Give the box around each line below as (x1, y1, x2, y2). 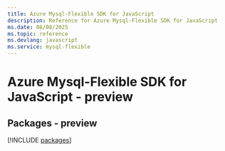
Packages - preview (7, 117, 98, 129)
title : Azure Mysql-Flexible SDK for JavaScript (7, 10, 155, 18)
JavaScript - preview (7, 89, 134, 105)
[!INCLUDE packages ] (7, 136, 72, 144)
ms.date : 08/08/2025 (7, 23, 69, 30)
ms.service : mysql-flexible (7, 43, 91, 50)
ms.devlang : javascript (7, 37, 78, 44)
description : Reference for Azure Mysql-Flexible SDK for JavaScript (7, 17, 219, 24)
